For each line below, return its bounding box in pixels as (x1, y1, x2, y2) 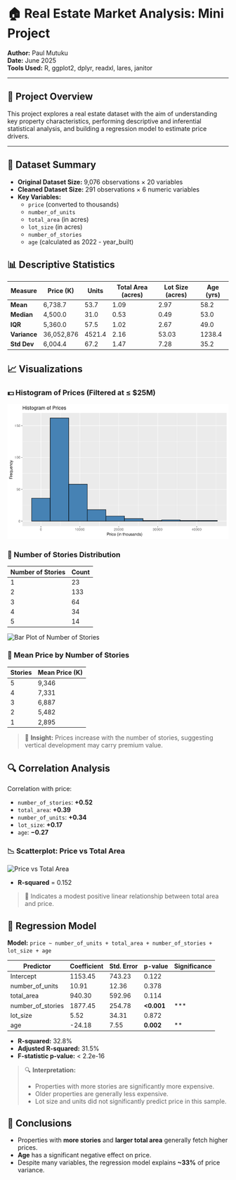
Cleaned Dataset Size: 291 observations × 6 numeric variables (17, 185, 200, 194)
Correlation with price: (7, 784, 72, 793)
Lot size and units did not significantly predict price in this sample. (34, 1097, 227, 1105)
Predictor (23, 962, 51, 970)
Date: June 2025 (7, 56, 57, 64)
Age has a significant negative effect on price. (17, 1151, 152, 1160)
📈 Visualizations (7, 364, 83, 375)
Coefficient (70, 962, 104, 970)
